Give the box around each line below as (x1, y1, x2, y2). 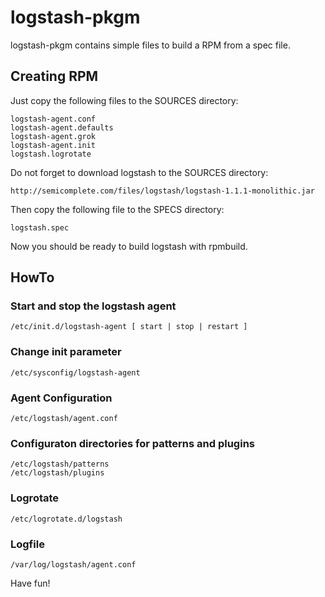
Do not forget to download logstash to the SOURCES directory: (10, 166, 269, 178)
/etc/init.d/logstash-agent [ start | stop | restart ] (10, 322, 248, 332)
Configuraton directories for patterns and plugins (10, 436, 255, 450)
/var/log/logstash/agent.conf (10, 559, 137, 570)
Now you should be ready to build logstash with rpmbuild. (10, 240, 248, 252)
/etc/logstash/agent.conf (10, 414, 118, 424)
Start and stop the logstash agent (10, 299, 177, 313)
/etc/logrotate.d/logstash (10, 514, 123, 524)
